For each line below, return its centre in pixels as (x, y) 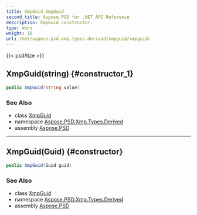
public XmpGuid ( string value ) (43, 88)
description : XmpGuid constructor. (50, 22)
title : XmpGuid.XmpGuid (35, 11)
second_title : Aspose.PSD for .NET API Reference (68, 17)
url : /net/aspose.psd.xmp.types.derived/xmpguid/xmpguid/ (78, 39)
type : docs (19, 28)
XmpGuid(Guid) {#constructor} (64, 152)
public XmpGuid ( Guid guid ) (39, 165)
